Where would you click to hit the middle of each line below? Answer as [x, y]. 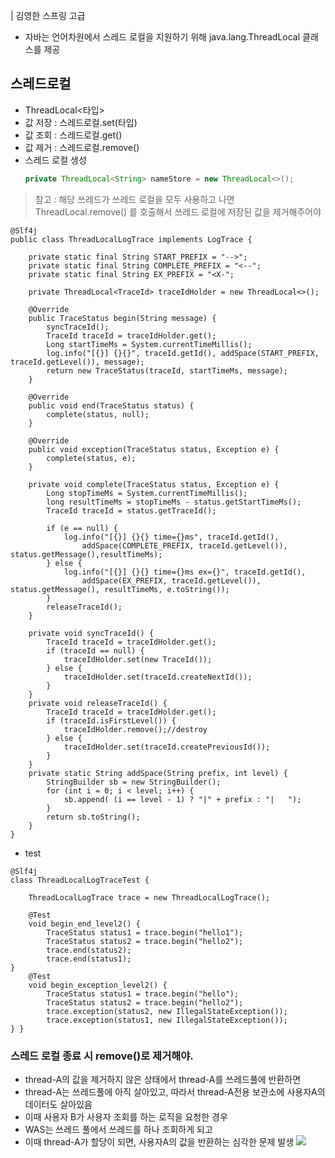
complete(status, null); [98, 414]
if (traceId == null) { [95, 650]
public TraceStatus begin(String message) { [122, 318]
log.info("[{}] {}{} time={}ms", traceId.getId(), [171, 537]
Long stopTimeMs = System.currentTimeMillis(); [147, 493]
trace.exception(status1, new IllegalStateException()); [167, 1020]
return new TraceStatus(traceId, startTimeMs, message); [167, 370]
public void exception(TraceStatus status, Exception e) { [154, 449]
